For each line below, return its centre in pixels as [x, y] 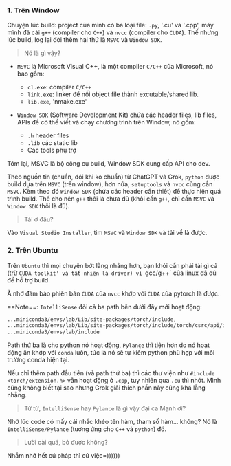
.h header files [48, 135]
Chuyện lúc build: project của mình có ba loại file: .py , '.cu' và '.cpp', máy [111, 25]
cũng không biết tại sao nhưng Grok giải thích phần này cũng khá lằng [107, 388]
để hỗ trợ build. [29, 280]
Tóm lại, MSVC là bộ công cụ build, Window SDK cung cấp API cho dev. [109, 164]
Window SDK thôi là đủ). [38, 206]
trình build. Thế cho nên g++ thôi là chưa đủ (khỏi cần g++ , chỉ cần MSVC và [111, 199]
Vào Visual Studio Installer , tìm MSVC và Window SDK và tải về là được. [107, 233]
